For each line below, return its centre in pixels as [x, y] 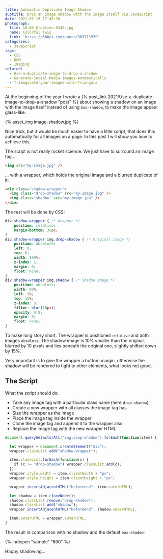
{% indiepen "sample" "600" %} [38, 542]
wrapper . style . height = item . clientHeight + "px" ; [62, 478]
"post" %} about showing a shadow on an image [107, 102]
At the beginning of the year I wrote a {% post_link [56, 97]
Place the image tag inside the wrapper [52, 418]
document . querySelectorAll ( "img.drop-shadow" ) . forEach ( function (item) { [81, 437]
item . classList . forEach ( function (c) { [49, 460]
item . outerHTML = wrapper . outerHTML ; [48, 518]
